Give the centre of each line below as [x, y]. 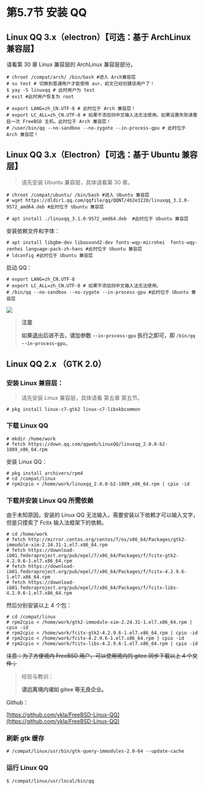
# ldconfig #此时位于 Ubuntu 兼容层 [50, 255]
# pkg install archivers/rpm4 [45, 473]
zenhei [15, 249]
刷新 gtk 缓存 [25, 739]
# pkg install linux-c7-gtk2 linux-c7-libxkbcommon [73, 409]
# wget [15, 200]
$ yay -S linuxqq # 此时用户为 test [51, 90]
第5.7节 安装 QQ [47, 13]
